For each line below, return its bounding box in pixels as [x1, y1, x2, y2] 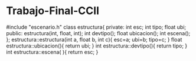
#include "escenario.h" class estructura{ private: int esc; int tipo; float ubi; [6, 23, 187, 30]
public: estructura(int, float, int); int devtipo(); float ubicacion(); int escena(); [6, 29, 191, 36]
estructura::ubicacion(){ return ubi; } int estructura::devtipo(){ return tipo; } [6, 42, 188, 49]
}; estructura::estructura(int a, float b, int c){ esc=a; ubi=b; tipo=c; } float [6, 36, 182, 43]
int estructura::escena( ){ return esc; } [6, 48, 99, 55]
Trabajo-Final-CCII [6, 4, 99, 18]
